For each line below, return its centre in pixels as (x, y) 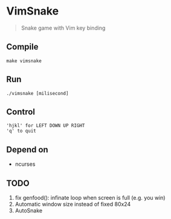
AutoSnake (29, 211)
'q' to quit (21, 131)
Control (21, 112)
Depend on (27, 149)
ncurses (25, 164)
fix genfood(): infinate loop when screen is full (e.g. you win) (90, 198)
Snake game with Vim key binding (63, 28)
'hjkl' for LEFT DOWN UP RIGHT (46, 126)
